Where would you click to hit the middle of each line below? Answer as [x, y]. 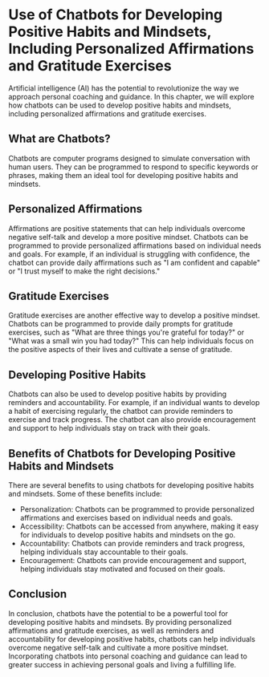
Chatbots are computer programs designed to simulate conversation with [129, 158]
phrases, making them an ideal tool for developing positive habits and [123, 175]
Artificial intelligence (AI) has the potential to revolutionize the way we [124, 88]
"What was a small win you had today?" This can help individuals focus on [131, 341]
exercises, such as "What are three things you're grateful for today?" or [126, 332]
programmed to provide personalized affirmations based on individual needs [135, 245]
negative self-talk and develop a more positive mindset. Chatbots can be [128, 237]
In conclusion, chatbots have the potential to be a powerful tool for [118, 613]
